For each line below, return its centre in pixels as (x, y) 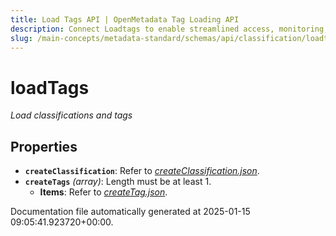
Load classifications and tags (71, 115)
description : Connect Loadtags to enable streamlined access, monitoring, (169, 29)
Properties (44, 146)
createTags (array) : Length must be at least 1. (118, 182)
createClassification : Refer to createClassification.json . (142, 171)
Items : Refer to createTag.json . (103, 192)
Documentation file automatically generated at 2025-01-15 (130, 212)
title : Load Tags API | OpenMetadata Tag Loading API (125, 19)
